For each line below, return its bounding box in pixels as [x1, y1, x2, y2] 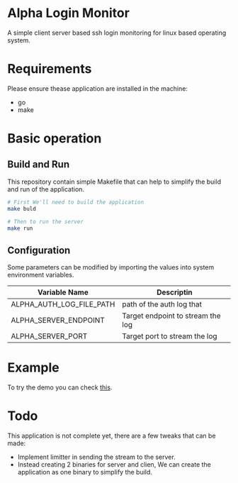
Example [7, 360, 59, 376]
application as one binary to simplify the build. [17, 468, 152, 477]
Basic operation [7, 131, 102, 147]
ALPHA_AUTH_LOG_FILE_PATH [11, 299, 115, 309]
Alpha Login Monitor [7, 5, 130, 21]
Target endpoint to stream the [122, 311, 221, 321]
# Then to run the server [7, 218, 84, 225]
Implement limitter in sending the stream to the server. [17, 453, 176, 462]
